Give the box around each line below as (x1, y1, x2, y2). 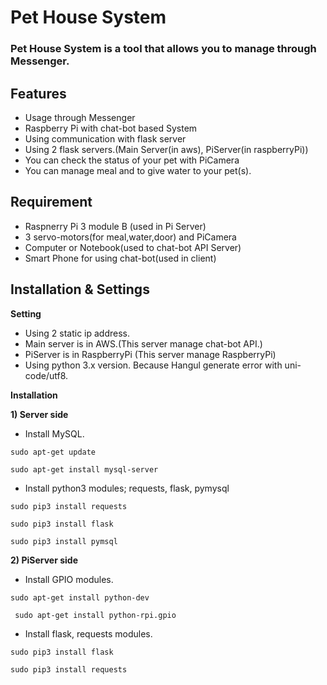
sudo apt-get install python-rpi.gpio (14, 610, 177, 620)
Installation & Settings (10, 281, 150, 298)
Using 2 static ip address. (24, 327, 130, 339)
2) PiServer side (10, 554, 79, 566)
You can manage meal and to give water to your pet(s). (24, 164, 252, 176)
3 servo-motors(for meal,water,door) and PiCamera (24, 231, 237, 243)
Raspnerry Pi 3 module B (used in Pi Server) (24, 220, 207, 232)
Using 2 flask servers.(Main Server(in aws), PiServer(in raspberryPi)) (24, 143, 309, 155)
